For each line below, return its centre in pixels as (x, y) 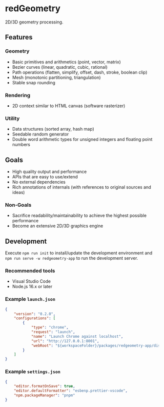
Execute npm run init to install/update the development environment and (79, 253)
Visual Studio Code (31, 281)
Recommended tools (30, 271)
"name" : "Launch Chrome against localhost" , (77, 336)
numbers (21, 145)
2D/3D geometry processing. (34, 22)
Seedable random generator (41, 134)
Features (19, 37)
